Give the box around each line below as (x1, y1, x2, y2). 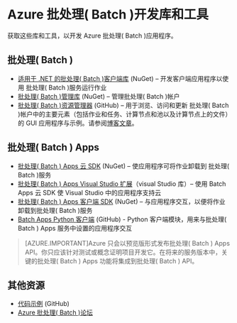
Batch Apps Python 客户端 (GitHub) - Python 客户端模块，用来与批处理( (17, 214, 227, 224)
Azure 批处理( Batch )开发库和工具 (7, 6, 209, 23)
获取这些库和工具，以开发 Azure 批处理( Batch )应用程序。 (7, 31, 177, 40)
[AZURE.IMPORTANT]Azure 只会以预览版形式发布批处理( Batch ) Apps (24, 239, 231, 247)
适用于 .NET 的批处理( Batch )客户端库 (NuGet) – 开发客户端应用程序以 (17, 74, 223, 82)
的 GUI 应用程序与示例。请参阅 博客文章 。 (17, 119, 138, 127)
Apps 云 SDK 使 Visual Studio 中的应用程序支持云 (17, 188, 162, 197)
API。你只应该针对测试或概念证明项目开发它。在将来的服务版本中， (24, 248, 222, 256)
